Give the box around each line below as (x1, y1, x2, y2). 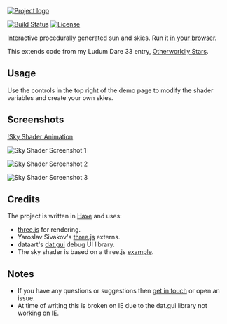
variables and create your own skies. (7, 93, 113, 101)
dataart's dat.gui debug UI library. (17, 240, 115, 248)
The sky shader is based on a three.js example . (17, 248, 154, 256)
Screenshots (7, 114, 64, 126)
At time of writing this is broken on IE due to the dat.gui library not (17, 302, 208, 310)
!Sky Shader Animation (7, 132, 74, 141)
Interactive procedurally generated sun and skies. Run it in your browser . (7, 34, 217, 42)
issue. (17, 294, 35, 302)
